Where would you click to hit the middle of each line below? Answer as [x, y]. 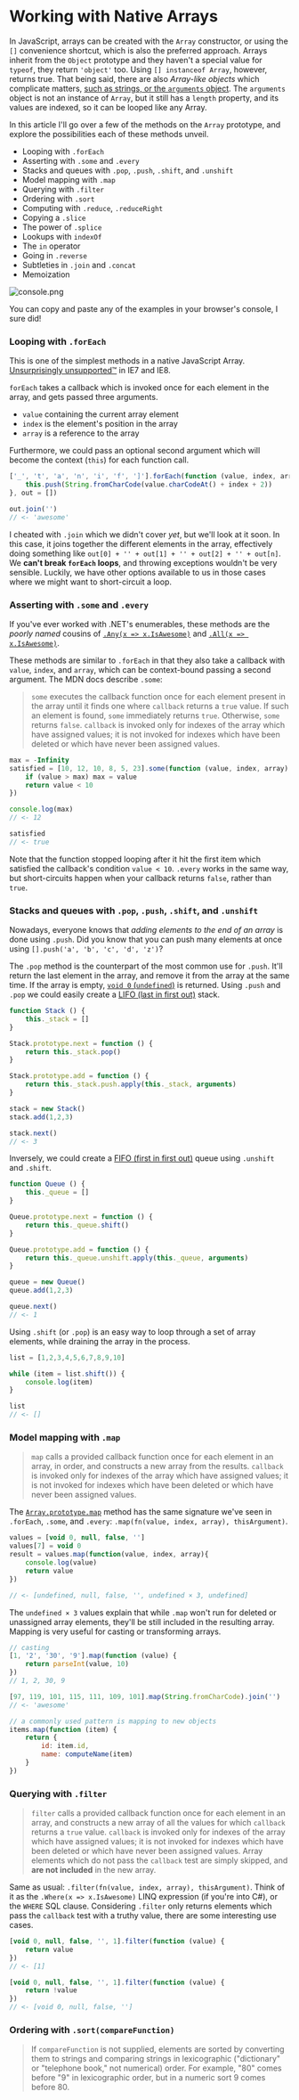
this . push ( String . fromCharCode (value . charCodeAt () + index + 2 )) [149, 485]
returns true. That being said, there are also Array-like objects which [134, 78]
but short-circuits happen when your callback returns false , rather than [141, 878]
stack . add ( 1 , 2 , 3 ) [41, 1117]
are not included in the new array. [93, 1870]
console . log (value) [61, 1563]
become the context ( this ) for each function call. [99, 460]
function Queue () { [48, 1184]
